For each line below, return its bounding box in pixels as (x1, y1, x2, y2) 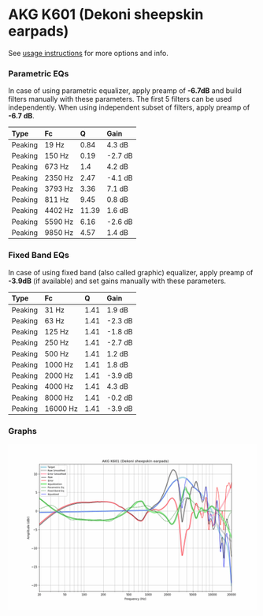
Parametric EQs (8, 68, 69, 79)
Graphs (8, 426, 37, 437)
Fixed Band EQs (8, 250, 69, 261)
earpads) (8, 22, 69, 40)
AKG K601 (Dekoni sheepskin (8, 6, 204, 24)
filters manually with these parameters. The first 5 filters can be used (8, 95, 232, 104)
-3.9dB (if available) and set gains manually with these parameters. (8, 276, 227, 286)
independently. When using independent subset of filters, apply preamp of (8, 103, 250, 112)
